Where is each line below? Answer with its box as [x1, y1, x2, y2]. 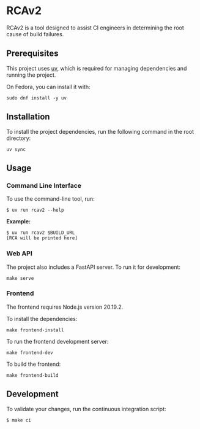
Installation [6, 112, 50, 122]
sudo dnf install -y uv [6, 95, 67, 101]
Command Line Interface [6, 181, 81, 190]
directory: [6, 134, 31, 142]
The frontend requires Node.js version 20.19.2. [6, 303, 124, 311]
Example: [6, 218, 31, 225]
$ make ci [6, 417, 32, 423]
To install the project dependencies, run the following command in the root [6, 128, 194, 135]
